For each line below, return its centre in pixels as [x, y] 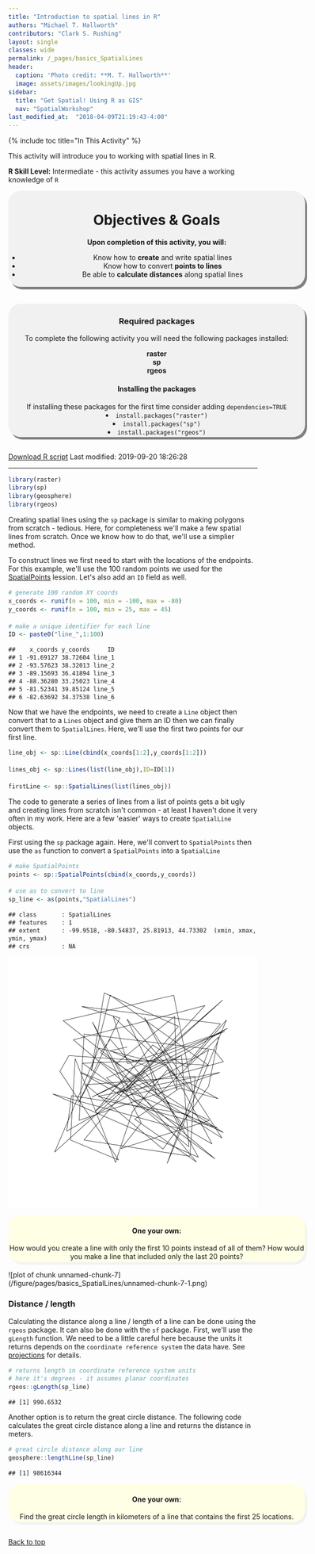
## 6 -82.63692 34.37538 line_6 [61, 698]
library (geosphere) [40, 496]
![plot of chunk [32, 1275]
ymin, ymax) [28, 939]
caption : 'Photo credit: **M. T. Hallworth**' [93, 75]
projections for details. [45, 1355]
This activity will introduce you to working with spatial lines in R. [112, 156]
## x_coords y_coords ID [61, 650]
